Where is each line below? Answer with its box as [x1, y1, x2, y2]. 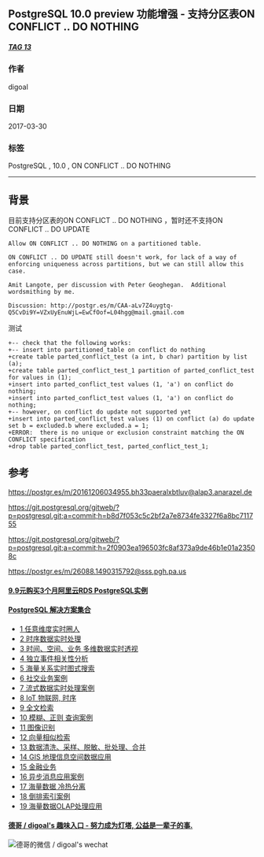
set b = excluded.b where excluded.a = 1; [8, 422, 149, 430]
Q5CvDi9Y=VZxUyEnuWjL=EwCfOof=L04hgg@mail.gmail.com [8, 309, 185, 317]
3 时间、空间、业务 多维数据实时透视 [19, 644, 139, 653]
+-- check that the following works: [8, 339, 132, 347]
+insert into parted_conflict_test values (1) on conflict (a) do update [8, 415, 255, 423]
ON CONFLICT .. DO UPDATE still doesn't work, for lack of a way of [8, 254, 237, 262]
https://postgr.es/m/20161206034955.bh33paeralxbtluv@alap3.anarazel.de [8, 487, 253, 496]
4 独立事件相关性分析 [19, 653, 89, 663]
